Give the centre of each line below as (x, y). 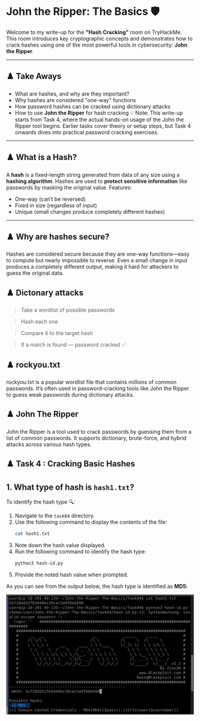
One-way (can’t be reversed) (50, 199)
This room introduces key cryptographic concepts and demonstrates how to (99, 38)
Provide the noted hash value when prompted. (71, 575)
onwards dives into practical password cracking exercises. (87, 132)
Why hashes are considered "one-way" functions (75, 100)
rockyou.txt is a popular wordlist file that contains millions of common (91, 382)
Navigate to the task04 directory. (55, 516)
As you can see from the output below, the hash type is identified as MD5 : (97, 586)
